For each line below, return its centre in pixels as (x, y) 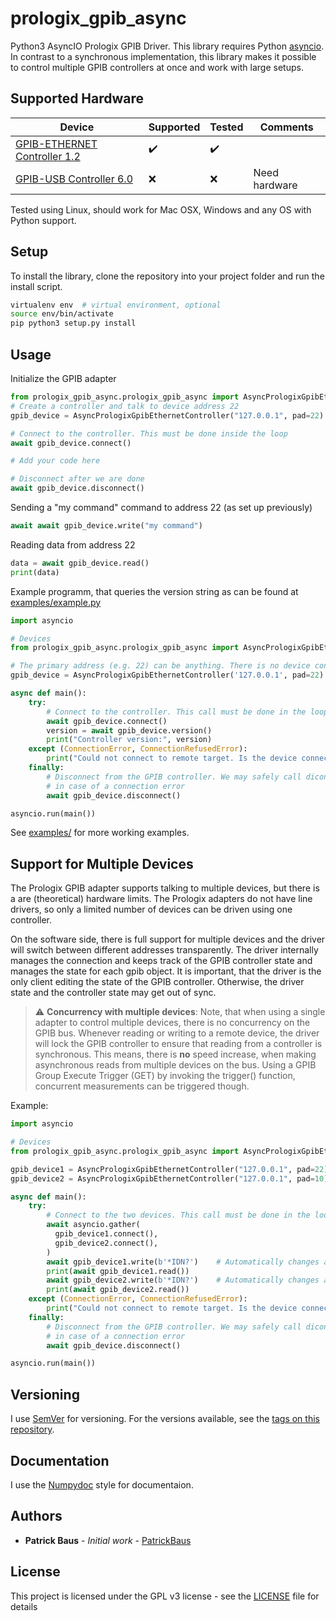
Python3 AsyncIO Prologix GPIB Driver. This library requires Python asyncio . (167, 46)
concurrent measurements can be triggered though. (142, 1086)
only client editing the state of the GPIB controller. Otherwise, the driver (157, 982)
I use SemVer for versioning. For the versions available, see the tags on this (165, 1419)
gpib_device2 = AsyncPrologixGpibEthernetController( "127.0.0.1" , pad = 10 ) (169, 1178)
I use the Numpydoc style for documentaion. (102, 1484)
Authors (36, 1516)
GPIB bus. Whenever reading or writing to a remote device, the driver (177, 1033)
